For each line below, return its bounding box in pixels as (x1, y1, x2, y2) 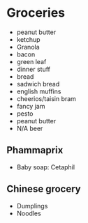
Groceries (6, 5, 66, 21)
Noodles (16, 209, 41, 217)
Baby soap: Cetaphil (16, 162, 75, 171)
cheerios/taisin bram (16, 94, 76, 102)
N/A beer (16, 124, 43, 132)
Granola (16, 43, 40, 51)
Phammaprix (6, 144, 64, 156)
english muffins (16, 87, 61, 95)
